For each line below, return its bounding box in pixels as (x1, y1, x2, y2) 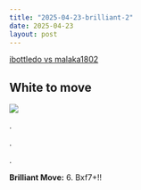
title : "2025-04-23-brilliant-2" (9, 12, 134, 22)
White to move (9, 79, 92, 95)
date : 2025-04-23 (9, 21, 74, 30)
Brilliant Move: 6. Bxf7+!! (9, 172, 103, 183)
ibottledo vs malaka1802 (9, 54, 99, 65)
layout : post (9, 29, 58, 38)
